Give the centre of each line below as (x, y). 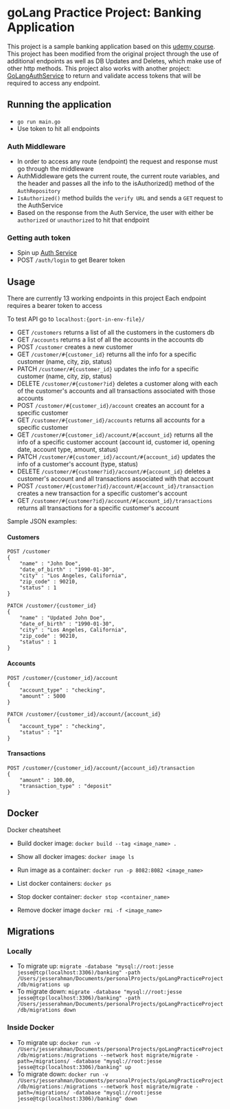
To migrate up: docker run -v (58, 1042)
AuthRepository (39, 191)
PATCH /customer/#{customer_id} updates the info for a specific (108, 369)
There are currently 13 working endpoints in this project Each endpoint (107, 298)
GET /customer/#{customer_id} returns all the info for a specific (107, 354)
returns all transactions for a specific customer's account (98, 508)
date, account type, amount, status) (68, 450)
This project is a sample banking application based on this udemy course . (111, 46)
